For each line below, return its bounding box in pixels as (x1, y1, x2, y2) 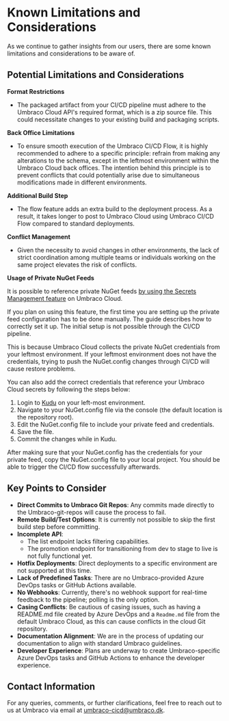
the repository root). (16, 413, 74, 421)
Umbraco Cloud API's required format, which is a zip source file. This (16, 108, 212, 116)
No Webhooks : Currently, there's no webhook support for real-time (16, 588, 207, 596)
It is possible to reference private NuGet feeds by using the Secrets (7, 286, 197, 295)
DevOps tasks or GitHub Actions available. (16, 581, 137, 589)
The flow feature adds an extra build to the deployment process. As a (16, 204, 213, 213)
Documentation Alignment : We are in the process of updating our (16, 632, 204, 640)
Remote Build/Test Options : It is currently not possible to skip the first (16, 515, 215, 524)
